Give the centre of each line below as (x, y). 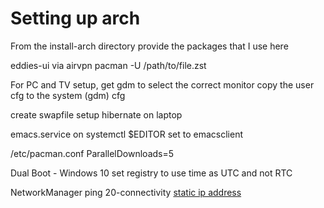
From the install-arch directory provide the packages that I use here (149, 46)
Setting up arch (75, 18)
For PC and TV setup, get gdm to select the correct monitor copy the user (162, 84)
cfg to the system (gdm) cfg (68, 95)
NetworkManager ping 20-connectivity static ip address (126, 192)
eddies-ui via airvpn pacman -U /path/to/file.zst (108, 65)
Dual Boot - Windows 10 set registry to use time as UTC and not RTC (151, 173)
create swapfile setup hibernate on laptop (96, 114)
